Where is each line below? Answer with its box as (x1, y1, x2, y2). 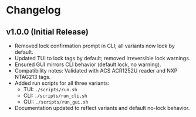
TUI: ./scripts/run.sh (23, 86, 77, 92)
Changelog (6, 4, 61, 17)
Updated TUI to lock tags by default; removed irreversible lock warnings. (14, 55, 191, 61)
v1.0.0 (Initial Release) (6, 27, 89, 37)
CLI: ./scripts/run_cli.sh (23, 92, 87, 99)
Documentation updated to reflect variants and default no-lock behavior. (14, 105, 190, 111)
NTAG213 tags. (14, 74, 51, 80)
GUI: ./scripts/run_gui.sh (23, 98, 89, 105)
